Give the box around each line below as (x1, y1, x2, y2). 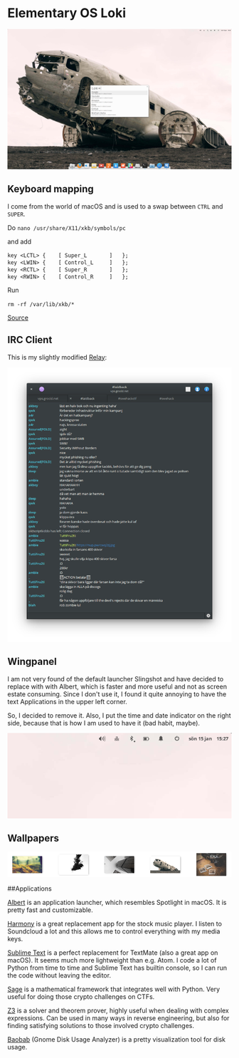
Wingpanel (7, 656, 57, 668)
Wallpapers (7, 832, 59, 844)
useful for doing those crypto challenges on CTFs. (7, 992, 155, 1001)
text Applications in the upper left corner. (7, 697, 128, 706)
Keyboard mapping (7, 183, 94, 195)
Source (7, 313, 28, 322)
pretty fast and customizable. (7, 906, 94, 914)
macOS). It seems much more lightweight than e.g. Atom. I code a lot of (7, 955, 217, 964)
